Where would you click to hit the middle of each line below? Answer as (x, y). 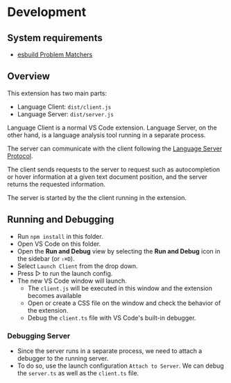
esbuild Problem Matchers (55, 54)
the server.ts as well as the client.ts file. (78, 373)
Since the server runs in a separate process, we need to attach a (110, 351)
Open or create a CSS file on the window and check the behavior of (124, 303)
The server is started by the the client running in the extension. (97, 197)
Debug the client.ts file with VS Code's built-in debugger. (112, 318)
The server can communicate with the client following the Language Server (115, 148)
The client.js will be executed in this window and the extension (120, 288)
